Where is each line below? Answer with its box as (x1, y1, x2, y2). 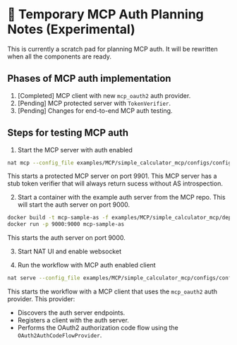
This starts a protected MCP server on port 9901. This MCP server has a (7, 172, 217, 181)
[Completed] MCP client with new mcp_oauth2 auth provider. (17, 91, 191, 99)
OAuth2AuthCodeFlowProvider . (17, 331, 102, 339)
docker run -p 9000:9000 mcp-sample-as (7, 221, 125, 228)
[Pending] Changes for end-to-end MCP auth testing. (17, 106, 173, 115)
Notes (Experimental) (7, 21, 135, 37)
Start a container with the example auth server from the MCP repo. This (17, 193, 226, 202)
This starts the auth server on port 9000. (7, 234, 126, 242)
